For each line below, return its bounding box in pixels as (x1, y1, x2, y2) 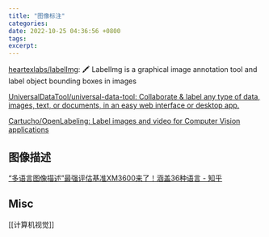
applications (8, 125, 49, 134)
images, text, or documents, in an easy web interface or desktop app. (8, 100, 240, 110)
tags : (8, 34, 27, 43)
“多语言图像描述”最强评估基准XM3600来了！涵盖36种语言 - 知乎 (8, 173, 223, 183)
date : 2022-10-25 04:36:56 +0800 (8, 27, 121, 35)
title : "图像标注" (8, 11, 66, 20)
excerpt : (8, 42, 38, 50)
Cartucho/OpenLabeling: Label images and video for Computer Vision (8, 116, 241, 126)
